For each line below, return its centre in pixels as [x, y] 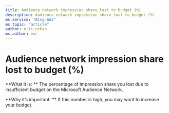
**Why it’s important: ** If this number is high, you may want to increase [82, 99]
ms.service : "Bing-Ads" [31, 19]
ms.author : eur [22, 34]
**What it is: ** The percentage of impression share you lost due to [77, 84]
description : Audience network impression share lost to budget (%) [80, 15]
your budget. [19, 105]
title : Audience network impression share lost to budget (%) [73, 10]
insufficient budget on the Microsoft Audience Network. [64, 89]
